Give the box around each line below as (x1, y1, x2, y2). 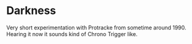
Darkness (6, 4, 57, 18)
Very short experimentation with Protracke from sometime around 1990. (6, 24, 187, 31)
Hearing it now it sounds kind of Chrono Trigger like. (6, 30, 138, 37)
